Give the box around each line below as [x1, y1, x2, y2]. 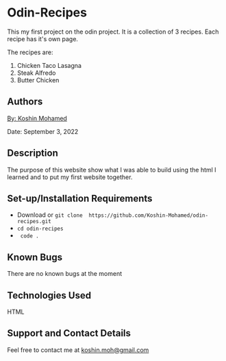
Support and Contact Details [7, 327, 131, 339]
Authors [7, 96, 43, 108]
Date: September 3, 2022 [7, 127, 79, 135]
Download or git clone [16, 211, 84, 219]
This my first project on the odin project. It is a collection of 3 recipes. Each [7, 27, 219, 36]
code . [20, 233, 39, 240]
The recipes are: [7, 48, 53, 56]
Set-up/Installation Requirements [7, 192, 153, 204]
